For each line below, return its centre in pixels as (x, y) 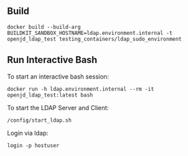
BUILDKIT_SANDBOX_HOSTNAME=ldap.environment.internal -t (90, 33)
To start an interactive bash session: (58, 76)
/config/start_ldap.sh (39, 120)
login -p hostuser (33, 145)
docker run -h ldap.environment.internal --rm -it (81, 89)
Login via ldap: (28, 133)
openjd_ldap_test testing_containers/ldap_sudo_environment (95, 39)
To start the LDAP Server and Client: (58, 107)
